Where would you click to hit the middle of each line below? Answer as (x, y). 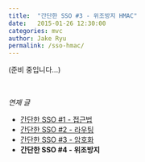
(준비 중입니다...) (35, 70)
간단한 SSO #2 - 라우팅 (57, 130)
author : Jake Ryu (37, 38)
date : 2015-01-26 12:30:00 (57, 23)
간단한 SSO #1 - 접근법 (56, 120)
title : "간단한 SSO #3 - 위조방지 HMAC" (73, 16)
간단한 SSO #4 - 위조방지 (60, 150)
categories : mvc (35, 31)
